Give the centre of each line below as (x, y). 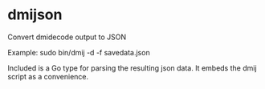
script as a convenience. (48, 76)
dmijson (35, 15)
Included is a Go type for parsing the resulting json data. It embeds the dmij (132, 68)
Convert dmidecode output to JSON (67, 37)
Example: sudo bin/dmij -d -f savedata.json (79, 52)
